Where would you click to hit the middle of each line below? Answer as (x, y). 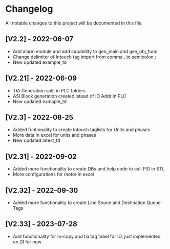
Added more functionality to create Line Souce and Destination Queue (87, 203)
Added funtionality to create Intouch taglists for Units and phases (81, 130)
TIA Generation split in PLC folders (49, 90)
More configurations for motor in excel (53, 175)
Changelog (29, 9)
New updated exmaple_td (40, 101)
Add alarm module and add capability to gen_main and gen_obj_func (85, 51)
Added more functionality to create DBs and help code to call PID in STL (89, 169)
